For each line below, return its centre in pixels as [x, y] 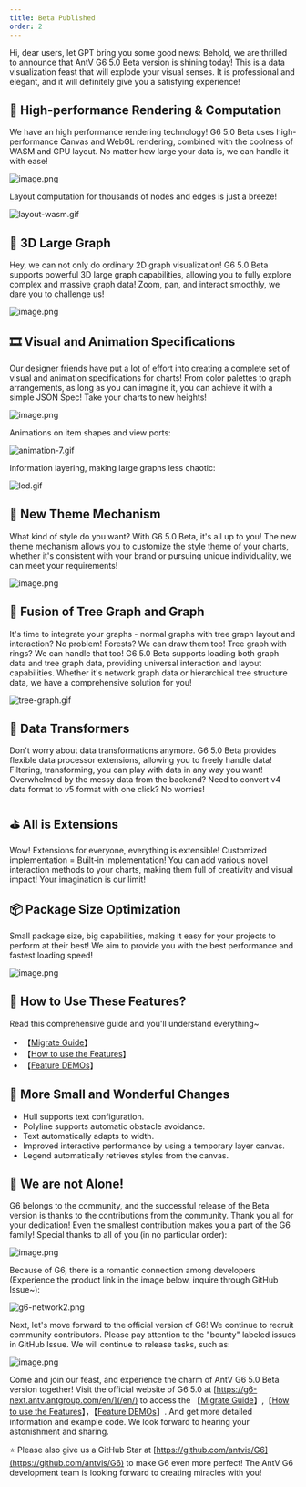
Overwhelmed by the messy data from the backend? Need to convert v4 [145, 780]
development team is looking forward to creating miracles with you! [136, 1473]
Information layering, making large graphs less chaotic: [112, 467]
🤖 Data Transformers [70, 728]
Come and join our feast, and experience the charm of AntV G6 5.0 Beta [144, 1380]
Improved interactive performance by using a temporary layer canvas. [153, 1146]
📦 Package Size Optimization [95, 909]
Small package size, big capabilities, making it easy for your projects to [143, 936]
